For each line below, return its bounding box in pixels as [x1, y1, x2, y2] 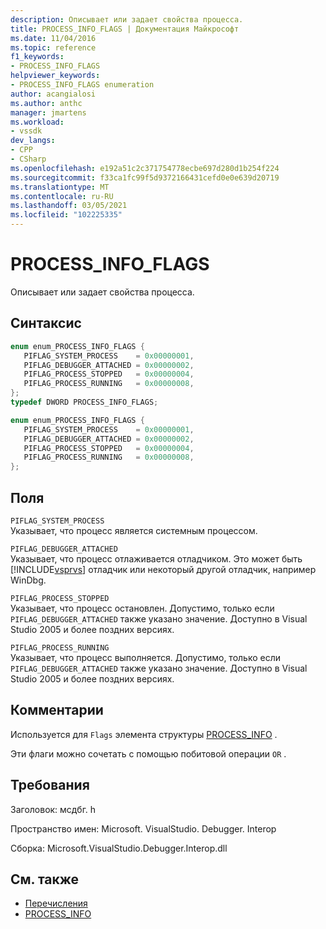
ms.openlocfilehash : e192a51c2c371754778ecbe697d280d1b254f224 [10, 163, 280, 173]
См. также [10, 871, 80, 888]
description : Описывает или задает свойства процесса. [10, 14, 244, 25]
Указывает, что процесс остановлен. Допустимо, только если [10, 602, 275, 614]
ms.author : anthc [10, 98, 83, 108]
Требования [10, 777, 90, 794]
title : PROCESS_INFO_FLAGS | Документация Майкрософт [10, 24, 240, 34]
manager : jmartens [10, 107, 87, 118]
